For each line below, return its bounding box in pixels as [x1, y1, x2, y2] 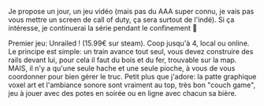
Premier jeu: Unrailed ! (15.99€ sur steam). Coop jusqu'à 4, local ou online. [8, 38, 250, 48]
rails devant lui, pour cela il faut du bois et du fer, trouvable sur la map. [8, 55, 237, 64]
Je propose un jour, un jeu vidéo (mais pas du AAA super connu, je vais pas [8, 7, 255, 16]
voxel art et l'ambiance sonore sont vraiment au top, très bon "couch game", [8, 80, 256, 90]
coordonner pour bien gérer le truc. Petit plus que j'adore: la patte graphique [8, 72, 257, 81]
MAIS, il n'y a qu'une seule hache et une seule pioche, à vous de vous [8, 64, 236, 73]
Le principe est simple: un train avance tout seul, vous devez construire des [8, 47, 254, 56]
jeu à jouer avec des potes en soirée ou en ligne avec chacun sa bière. [8, 89, 237, 97]
